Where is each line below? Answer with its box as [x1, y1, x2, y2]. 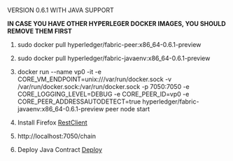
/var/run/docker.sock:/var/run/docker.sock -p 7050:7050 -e [17, 83, 190, 90]
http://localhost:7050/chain [17, 132, 97, 140]
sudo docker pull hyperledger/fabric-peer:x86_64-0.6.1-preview [17, 41, 202, 48]
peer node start [105, 105, 150, 113]
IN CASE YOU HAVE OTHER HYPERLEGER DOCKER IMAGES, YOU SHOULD [7, 20, 226, 27]
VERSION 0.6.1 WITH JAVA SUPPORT [7, 6, 114, 14]
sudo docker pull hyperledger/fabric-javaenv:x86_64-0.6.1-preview [17, 54, 211, 62]
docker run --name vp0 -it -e [17, 68, 101, 76]
